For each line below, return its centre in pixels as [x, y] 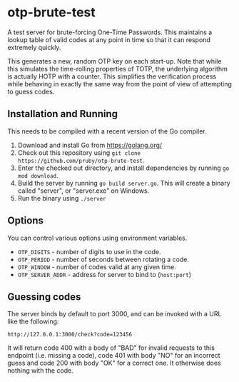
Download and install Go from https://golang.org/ [90, 145]
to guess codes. [31, 91]
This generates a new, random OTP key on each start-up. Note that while [115, 61]
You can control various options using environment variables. [97, 238]
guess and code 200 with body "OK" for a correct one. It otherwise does [114, 363]
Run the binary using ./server [62, 198]
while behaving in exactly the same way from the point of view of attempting [119, 84]
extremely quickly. [34, 47]
